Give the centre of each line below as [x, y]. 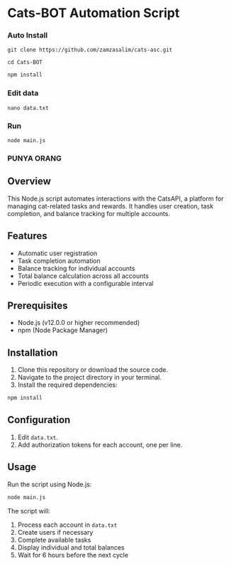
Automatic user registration [57, 253]
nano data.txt [28, 108]
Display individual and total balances [71, 547]
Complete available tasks [54, 540]
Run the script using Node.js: [50, 484]
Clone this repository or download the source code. [93, 370]
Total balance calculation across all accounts [83, 276]
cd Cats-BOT [25, 63]
